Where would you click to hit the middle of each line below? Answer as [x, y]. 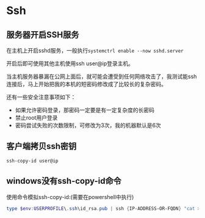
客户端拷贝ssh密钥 [41, 146]
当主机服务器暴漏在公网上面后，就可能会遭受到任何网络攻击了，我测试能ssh [102, 76]
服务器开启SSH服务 [43, 35]
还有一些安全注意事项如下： [41, 97]
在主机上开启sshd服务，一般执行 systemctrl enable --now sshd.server [95, 50]
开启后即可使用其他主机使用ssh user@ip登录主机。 [70, 64]
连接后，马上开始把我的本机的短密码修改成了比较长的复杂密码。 [86, 84]
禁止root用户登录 [36, 118]
